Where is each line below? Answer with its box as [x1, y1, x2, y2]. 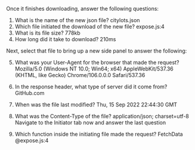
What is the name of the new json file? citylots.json [14, 17, 140, 23]
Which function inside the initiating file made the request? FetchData [14, 131, 183, 137]
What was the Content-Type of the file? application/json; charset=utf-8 [14, 113, 190, 120]
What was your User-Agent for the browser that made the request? [14, 59, 179, 66]
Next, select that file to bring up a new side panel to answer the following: [6, 47, 187, 54]
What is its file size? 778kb [14, 29, 81, 36]
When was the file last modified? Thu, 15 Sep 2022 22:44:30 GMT [14, 101, 178, 108]
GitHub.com [14, 90, 45, 96]
